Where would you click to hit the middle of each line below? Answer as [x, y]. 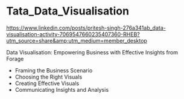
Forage [15, 59]
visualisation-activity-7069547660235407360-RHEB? [73, 34]
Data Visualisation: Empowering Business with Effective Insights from [92, 52]
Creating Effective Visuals [47, 83]
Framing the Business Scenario [54, 70]
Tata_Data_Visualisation [68, 11]
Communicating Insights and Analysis [62, 89]
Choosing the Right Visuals [49, 77]
